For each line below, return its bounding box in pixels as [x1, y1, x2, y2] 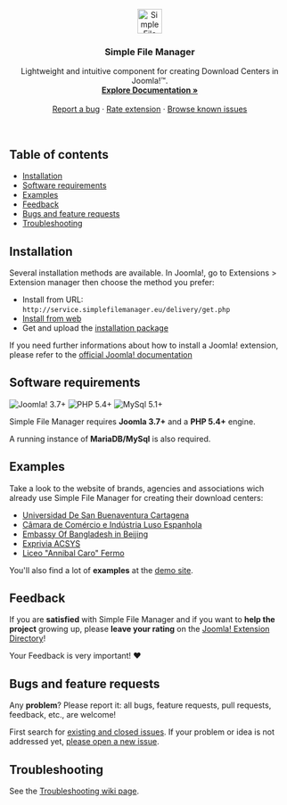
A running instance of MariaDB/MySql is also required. [9, 433, 211, 444]
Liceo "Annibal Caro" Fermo [21, 547, 125, 558]
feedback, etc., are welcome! [9, 710, 117, 720]
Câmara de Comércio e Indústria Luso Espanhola [21, 519, 202, 530]
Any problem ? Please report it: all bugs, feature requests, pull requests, [9, 700, 272, 711]
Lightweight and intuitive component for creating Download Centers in [20, 66, 279, 77]
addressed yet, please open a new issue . [9, 736, 160, 747]
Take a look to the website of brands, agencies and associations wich [9, 482, 265, 494]
